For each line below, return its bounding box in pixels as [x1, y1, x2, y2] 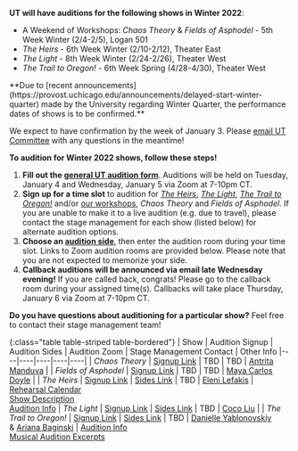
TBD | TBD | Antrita [203, 356, 274, 366]
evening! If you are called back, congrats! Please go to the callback [21, 274, 271, 284]
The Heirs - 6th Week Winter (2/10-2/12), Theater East [21, 44, 221, 54]
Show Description [9, 394, 75, 404]
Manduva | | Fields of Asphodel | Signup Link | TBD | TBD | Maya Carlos [9, 365, 273, 375]
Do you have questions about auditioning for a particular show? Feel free [9, 310, 285, 320]
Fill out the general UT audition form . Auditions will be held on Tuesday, [21, 169, 288, 180]
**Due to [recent [9, 80, 73, 90]
